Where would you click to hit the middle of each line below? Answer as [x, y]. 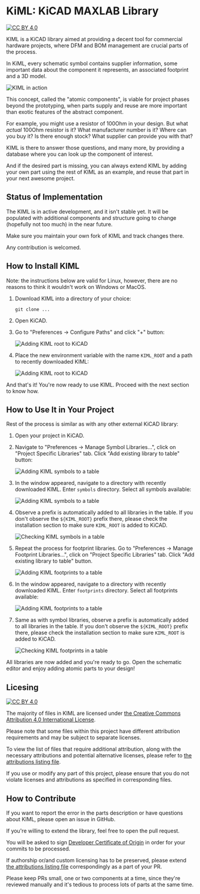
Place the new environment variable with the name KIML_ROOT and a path [104, 355]
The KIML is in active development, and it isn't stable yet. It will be [87, 211]
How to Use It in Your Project [60, 409]
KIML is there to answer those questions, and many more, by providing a [95, 148]
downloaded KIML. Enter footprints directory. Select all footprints [96, 591]
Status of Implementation [55, 197]
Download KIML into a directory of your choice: [73, 298]
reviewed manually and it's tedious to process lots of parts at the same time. [100, 884]
